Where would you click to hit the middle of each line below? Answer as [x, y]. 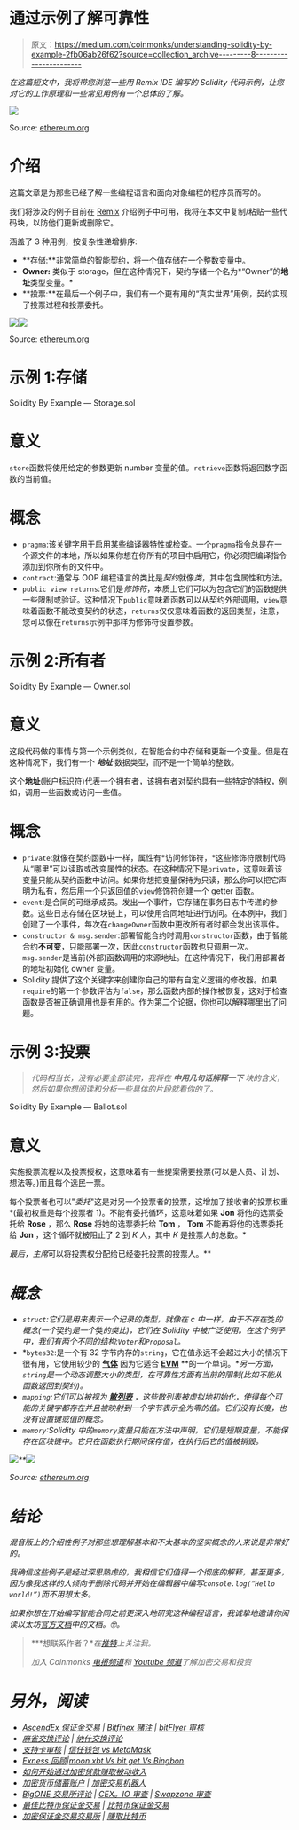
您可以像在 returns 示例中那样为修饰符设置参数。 [110, 621]
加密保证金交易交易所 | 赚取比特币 [84, 1817]
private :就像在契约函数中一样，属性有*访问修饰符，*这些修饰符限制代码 [153, 857]
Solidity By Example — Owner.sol [70, 686]
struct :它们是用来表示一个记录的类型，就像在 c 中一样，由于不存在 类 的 [152, 1320]
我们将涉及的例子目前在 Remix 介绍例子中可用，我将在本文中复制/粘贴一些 [145, 211]
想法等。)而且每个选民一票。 [59, 1183]
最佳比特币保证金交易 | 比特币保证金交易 [96, 1805]
